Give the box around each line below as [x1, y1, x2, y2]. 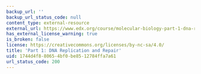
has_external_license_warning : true [6, 31, 98, 37]
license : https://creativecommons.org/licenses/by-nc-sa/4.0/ [6, 42, 165, 48]
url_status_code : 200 [6, 58, 60, 64]
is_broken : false [6, 36, 50, 42]
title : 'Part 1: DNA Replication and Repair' [6, 48, 121, 54]
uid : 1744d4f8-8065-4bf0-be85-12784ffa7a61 [6, 53, 117, 59]
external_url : [6, 25, 42, 32]
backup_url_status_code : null [6, 14, 82, 20]
